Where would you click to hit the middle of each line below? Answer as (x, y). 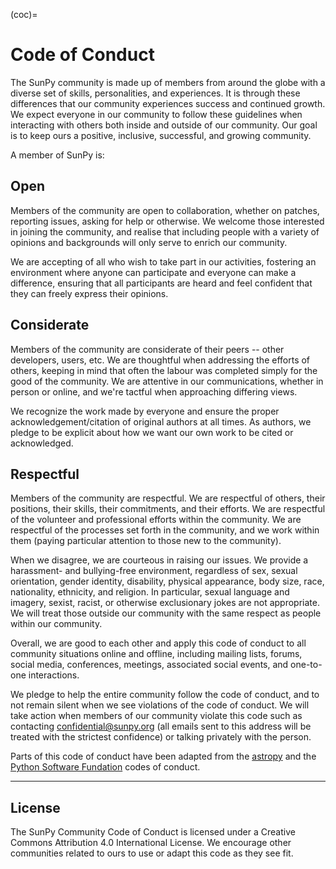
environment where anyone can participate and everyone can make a (153, 272)
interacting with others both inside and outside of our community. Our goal (164, 125)
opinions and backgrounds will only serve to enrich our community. (149, 242)
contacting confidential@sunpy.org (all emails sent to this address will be (161, 726)
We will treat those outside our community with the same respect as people (166, 613)
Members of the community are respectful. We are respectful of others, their (168, 498)
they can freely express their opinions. (89, 293)
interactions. (54, 675)
